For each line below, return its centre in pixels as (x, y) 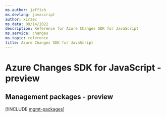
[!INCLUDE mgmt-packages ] (35, 109)
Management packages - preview (59, 97)
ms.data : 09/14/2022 (27, 24)
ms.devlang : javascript (30, 15)
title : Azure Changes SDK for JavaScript (49, 43)
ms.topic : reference (27, 38)
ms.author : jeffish (26, 10)
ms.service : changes (27, 33)
